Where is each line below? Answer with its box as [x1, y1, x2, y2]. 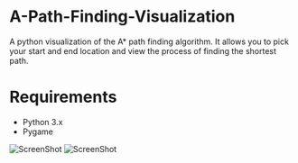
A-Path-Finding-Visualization [9, 6, 236, 27]
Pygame [22, 126, 54, 137]
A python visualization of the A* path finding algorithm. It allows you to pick [9, 36, 289, 47]
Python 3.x [22, 116, 63, 127]
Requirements [9, 87, 117, 107]
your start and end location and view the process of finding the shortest [9, 45, 277, 56]
